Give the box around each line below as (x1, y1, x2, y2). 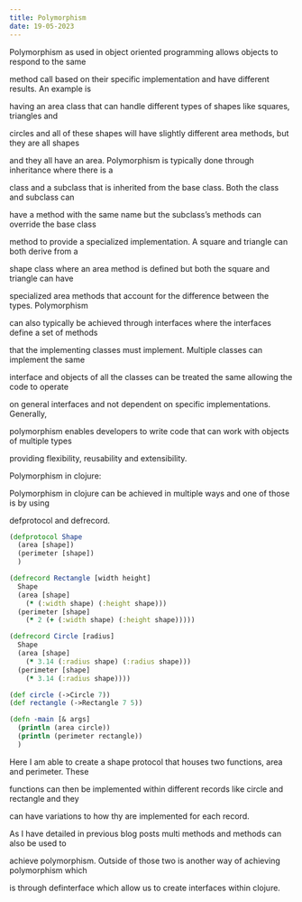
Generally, (9, 408, 48, 419)
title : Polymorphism (9, 13, 87, 23)
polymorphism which (9, 864, 87, 876)
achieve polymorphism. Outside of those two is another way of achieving (9, 855, 281, 866)
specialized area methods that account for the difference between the (9, 290, 270, 301)
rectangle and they (9, 793, 79, 804)
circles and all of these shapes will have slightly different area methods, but (9, 127, 289, 138)
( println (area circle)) (17, 723, 111, 732)
